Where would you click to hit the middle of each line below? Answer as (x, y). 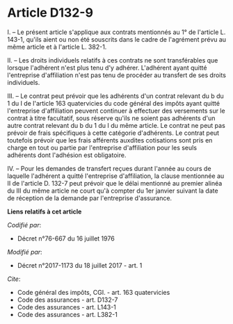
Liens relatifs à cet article (45, 211)
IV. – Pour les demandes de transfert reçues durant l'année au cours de (109, 168)
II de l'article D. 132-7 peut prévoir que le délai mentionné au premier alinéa (115, 183)
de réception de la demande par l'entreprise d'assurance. (90, 198)
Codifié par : (24, 225)
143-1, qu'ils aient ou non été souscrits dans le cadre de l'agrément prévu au (117, 39)
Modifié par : (25, 252)
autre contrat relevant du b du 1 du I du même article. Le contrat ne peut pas (116, 125)
